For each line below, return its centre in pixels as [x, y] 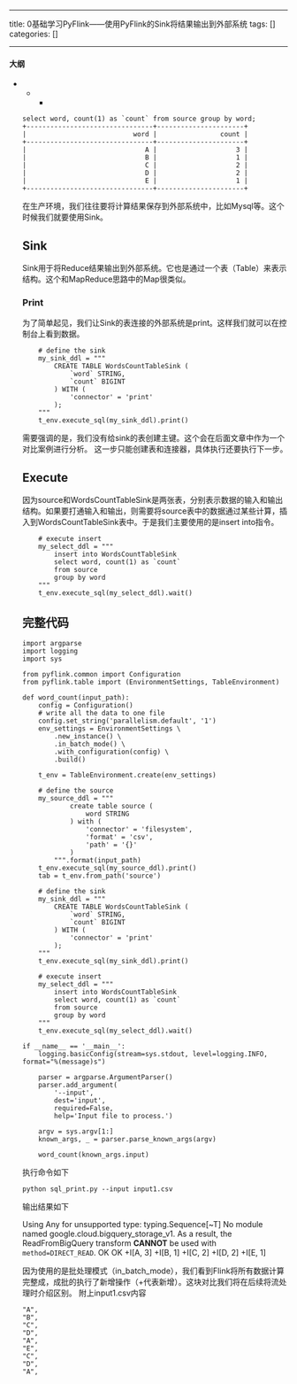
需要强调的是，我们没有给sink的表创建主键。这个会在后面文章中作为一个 [153, 438]
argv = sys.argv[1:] [76, 1131]
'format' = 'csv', [119, 837]
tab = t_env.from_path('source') [100, 876]
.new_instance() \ [88, 736]
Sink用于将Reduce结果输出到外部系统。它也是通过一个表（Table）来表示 [154, 268]
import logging [50, 651]
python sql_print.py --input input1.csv [97, 1189]
